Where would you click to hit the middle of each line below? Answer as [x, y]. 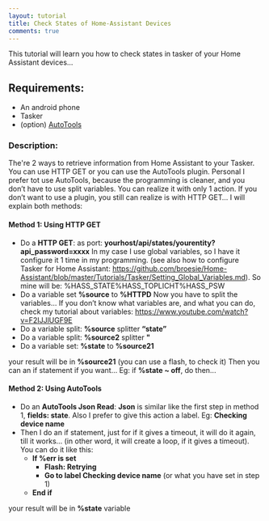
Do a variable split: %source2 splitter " [85, 337]
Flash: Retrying [70, 467]
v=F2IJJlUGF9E [46, 320]
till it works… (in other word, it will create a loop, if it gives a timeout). [134, 441]
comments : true [34, 31]
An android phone [50, 108]
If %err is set [54, 458]
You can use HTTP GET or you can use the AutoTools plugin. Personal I [126, 172]
